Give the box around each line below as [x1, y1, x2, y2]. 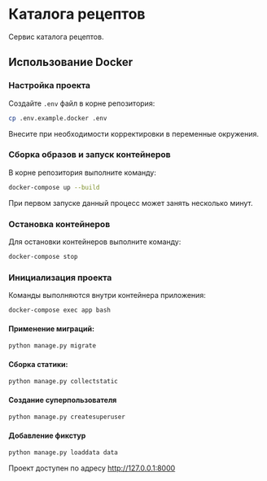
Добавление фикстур [8, 431, 86, 440]
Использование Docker [8, 55, 133, 69]
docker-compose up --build [8, 183, 100, 191]
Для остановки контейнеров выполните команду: [8, 237, 182, 247]
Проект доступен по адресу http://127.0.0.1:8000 [8, 463, 176, 473]
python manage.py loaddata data [8, 448, 118, 457]
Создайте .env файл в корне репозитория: [8, 98, 155, 108]
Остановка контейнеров [8, 218, 111, 230]
